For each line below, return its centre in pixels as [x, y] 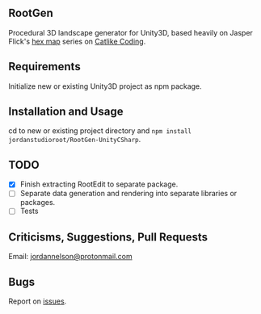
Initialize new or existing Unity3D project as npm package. [105, 86]
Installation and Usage [66, 112]
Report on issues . [38, 301]
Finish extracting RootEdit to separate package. [99, 184]
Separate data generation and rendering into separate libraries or [128, 194]
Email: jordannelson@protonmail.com [70, 257]
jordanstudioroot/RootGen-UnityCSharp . [75, 140]
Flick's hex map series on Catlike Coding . [77, 41]
